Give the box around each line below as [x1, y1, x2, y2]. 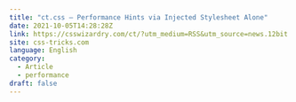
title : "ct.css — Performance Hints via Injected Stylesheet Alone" [9, 12, 268, 22]
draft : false [9, 79, 58, 88]
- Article [17, 63, 53, 72]
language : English [9, 46, 77, 55]
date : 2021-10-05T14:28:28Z [9, 21, 114, 30]
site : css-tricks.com [9, 37, 90, 47]
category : [9, 54, 46, 63]
